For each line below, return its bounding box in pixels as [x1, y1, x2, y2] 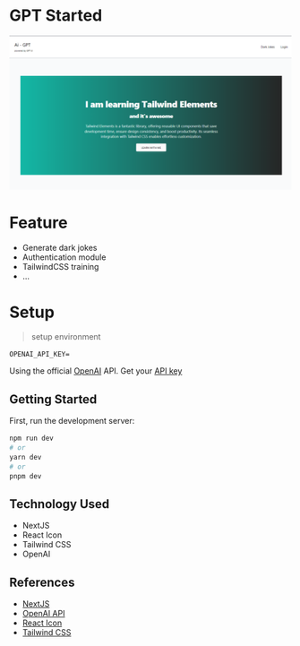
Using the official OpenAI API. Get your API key [9, 366, 183, 376]
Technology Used [9, 496, 110, 512]
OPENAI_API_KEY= [9, 350, 70, 359]
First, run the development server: [9, 416, 135, 426]
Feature [9, 212, 68, 233]
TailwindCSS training [21, 261, 99, 271]
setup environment [30, 332, 101, 342]
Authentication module [21, 252, 107, 263]
